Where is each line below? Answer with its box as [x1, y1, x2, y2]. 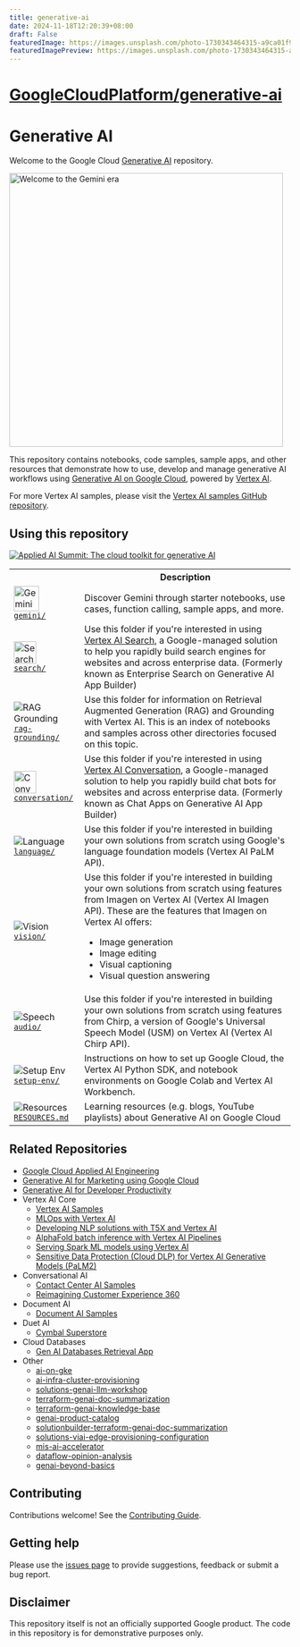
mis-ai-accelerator [35, 1440, 104, 1451]
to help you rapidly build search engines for [84, 646, 266, 658]
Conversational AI [21, 1270, 88, 1280]
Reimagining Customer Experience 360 [35, 1288, 180, 1299]
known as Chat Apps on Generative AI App [84, 798, 263, 810]
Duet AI [21, 1317, 51, 1328]
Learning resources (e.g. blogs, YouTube [84, 1101, 254, 1113]
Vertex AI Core [21, 1194, 77, 1204]
